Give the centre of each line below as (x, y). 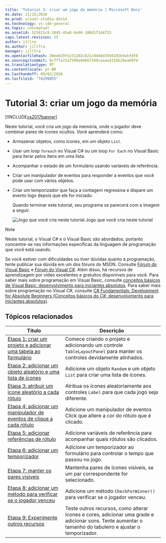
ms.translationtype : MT (30, 65)
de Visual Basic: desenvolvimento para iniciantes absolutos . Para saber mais (83, 285)
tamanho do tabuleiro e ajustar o (103, 527)
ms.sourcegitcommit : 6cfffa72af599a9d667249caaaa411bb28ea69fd (72, 60)
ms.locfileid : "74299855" (32, 79)
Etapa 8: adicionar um (33, 488)
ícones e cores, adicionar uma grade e (109, 514)
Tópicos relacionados (39, 317)
